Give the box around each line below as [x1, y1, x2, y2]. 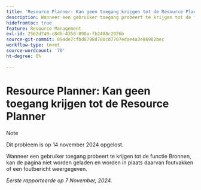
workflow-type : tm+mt [6, 42, 60, 48]
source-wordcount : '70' [6, 48, 66, 54]
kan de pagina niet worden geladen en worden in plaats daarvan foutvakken [6, 159, 194, 166]
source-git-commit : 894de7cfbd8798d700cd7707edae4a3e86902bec [6, 36, 165, 42]
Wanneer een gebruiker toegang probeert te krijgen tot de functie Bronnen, [6, 152, 191, 160]
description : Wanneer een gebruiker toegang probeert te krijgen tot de [6, 14, 191, 20]
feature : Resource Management [6, 25, 82, 32]
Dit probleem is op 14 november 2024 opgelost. [6, 141, 124, 148]
